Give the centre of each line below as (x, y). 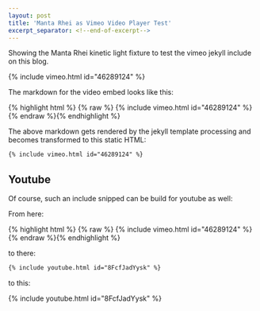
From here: (26, 214)
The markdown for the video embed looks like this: (91, 92)
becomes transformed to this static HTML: (77, 140)
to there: (22, 253)
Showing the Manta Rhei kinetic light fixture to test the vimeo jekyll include (130, 53)
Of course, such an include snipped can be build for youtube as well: (120, 199)
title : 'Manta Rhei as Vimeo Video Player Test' (90, 23)
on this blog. (29, 61)
